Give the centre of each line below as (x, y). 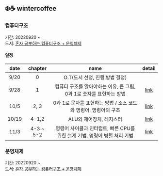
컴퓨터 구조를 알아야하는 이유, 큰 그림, (95, 86)
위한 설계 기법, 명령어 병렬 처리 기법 (95, 135)
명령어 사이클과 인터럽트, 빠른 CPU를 (95, 128)
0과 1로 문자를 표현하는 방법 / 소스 (90, 103)
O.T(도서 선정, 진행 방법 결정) (95, 77)
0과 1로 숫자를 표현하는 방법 (95, 94)
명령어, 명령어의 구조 (98, 110)
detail (149, 68)
